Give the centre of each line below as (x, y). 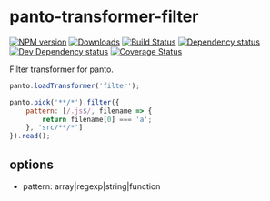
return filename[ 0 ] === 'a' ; (97, 119)
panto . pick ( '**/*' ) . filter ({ (65, 102)
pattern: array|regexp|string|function (91, 186)
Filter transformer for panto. (61, 69)
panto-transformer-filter (104, 17)
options (32, 164)
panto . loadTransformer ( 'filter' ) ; (75, 85)
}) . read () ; (30, 136)
